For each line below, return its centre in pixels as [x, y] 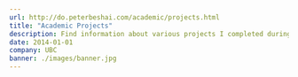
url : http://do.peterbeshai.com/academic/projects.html [114, 17]
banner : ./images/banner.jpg [63, 58]
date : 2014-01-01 [41, 42]
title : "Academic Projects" [61, 26]
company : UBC [33, 50]
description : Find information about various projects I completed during [150, 34]
